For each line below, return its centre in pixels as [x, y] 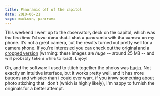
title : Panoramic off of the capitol [44, 10]
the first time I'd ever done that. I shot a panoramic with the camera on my [80, 38]
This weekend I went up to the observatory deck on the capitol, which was [80, 33]
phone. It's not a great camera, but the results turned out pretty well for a [79, 43]
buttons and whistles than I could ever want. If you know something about [80, 78]
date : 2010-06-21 [23, 14]
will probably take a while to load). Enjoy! [46, 58]
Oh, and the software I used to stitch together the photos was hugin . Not [78, 68]
